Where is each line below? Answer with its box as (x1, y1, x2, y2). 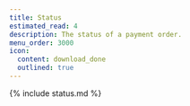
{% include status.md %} (9, 87, 102, 99)
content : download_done (17, 55, 106, 64)
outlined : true (17, 64, 74, 73)
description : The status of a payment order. (9, 30, 182, 39)
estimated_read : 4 (9, 22, 78, 31)
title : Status (9, 13, 63, 22)
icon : (9, 47, 30, 56)
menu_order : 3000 (9, 38, 74, 48)
